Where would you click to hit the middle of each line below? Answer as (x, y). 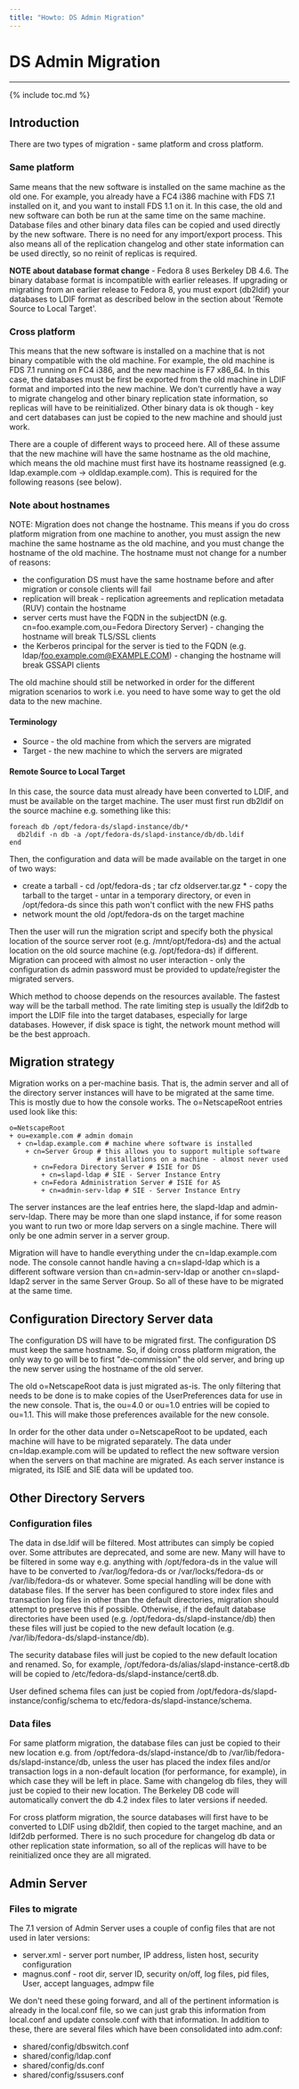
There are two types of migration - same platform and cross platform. (137, 145)
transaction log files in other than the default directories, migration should (144, 1599)
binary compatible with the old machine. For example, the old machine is (142, 360)
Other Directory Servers (77, 1498)
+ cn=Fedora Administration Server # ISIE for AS (126, 1183)
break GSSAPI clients (61, 665)
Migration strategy (62, 1062)
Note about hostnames (60, 505)
